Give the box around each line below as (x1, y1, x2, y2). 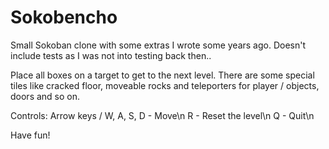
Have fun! (10, 129, 51, 141)
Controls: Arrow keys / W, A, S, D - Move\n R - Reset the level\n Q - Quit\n (10, 109, 315, 121)
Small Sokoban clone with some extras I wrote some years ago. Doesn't (10, 39, 307, 51)
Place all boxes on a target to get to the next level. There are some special (10, 69, 315, 81)
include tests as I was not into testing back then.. (10, 49, 212, 61)
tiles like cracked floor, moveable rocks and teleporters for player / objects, (10, 79, 320, 91)
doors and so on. (10, 90, 81, 102)
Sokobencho (10, 6, 118, 29)
